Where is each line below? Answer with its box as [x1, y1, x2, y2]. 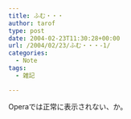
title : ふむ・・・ [8, 11, 64, 20]
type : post [8, 27, 45, 35]
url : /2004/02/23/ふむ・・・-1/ [8, 42, 111, 50]
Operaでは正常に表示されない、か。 [8, 101, 128, 111]
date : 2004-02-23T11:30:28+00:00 [8, 34, 121, 43]
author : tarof [8, 19, 56, 27]
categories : [8, 49, 48, 57]
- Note [15, 57, 38, 65]
